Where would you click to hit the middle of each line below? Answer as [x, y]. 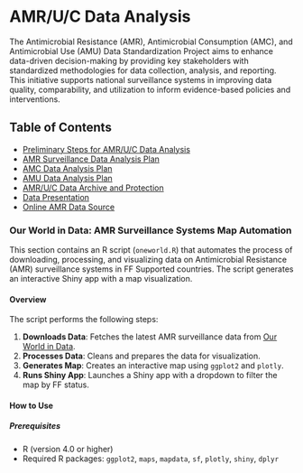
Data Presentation [56, 197]
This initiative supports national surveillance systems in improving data [141, 79]
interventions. [35, 99]
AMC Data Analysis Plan [67, 168]
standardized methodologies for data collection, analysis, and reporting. [143, 70]
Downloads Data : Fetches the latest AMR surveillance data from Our [150, 337]
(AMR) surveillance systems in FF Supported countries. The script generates [151, 269]
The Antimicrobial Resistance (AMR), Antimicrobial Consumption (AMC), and [151, 42]
